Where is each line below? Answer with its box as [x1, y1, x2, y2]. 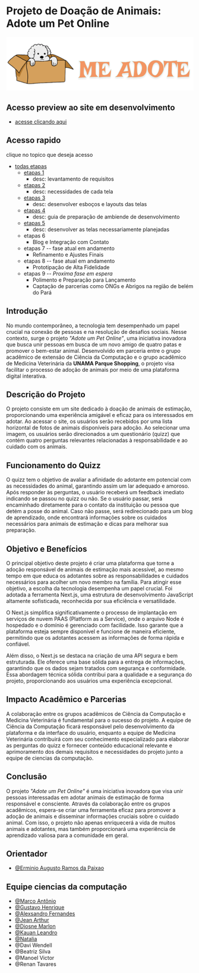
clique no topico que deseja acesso [6, 151, 93, 158]
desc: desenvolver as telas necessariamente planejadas [32, 226, 170, 233]
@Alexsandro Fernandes [14, 910, 75, 917]
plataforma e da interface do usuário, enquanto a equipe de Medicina [6, 729, 176, 736]
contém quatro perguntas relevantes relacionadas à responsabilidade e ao [6, 437, 188, 444]
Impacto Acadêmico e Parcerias [6, 694, 127, 705]
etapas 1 [23, 169, 45, 176]
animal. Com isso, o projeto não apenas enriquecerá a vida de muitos [6, 819, 176, 826]
